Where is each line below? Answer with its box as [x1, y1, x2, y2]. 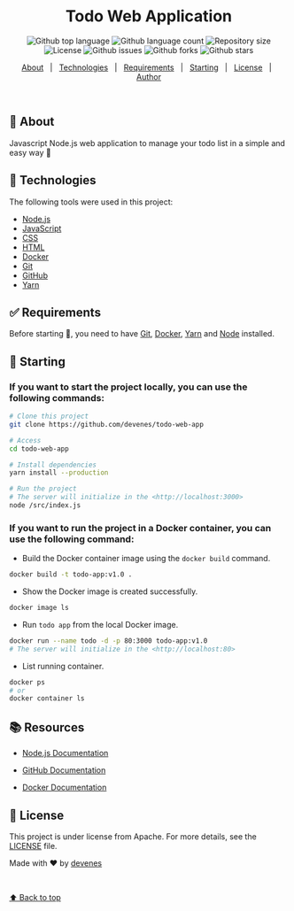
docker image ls [9, 604, 69, 613]
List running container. [21, 660, 104, 671]
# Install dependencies [9, 460, 97, 469]
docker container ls [9, 694, 86, 703]
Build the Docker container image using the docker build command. [21, 553, 271, 564]
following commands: [9, 391, 104, 404]
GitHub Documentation [21, 765, 106, 776]
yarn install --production [9, 468, 109, 477]
